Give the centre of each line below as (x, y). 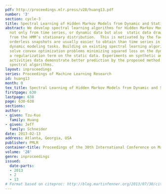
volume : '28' (19, 152)
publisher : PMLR (22, 143)
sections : (15, 106)
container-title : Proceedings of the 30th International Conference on (80, 148)
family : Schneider (29, 129)
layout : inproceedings (28, 70)
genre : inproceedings (27, 156)
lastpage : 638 (20, 97)
